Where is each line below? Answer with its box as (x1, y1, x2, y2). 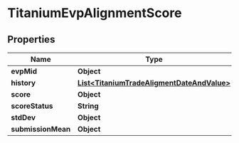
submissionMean (11, 125, 71, 134)
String (77, 101, 100, 111)
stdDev (11, 112, 36, 122)
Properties (7, 33, 55, 46)
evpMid (11, 66, 38, 76)
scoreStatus (11, 101, 53, 111)
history (11, 78, 36, 88)
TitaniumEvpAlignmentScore (7, 5, 182, 21)
